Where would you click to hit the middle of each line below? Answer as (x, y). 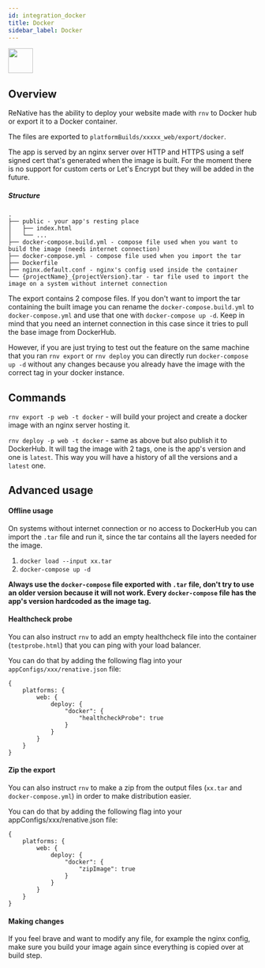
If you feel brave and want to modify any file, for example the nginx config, (129, 939)
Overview (33, 94)
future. (19, 177)
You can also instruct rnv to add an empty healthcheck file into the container (132, 636)
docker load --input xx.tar (65, 561)
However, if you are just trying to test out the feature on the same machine (129, 347)
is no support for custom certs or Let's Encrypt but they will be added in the (131, 169)
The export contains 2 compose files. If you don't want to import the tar (124, 298)
